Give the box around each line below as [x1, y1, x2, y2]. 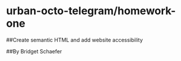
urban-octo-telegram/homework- [6, 4, 176, 18]
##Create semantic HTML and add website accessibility [6, 36, 143, 43]
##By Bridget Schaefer [6, 47, 62, 54]
